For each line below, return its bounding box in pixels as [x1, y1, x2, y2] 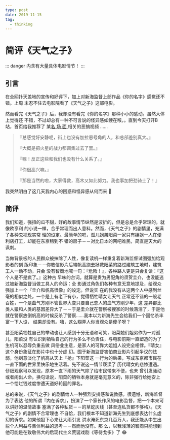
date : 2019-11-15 [5, 12, 42, 17]
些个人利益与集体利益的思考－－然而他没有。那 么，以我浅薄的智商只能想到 [5, 423, 162, 429]
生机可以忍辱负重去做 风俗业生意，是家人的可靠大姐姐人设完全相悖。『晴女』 [5, 342, 164, 348]
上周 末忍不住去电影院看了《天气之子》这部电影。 [14, 100, 117, 106]
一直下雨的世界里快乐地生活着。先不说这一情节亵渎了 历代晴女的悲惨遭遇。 [5, 361, 162, 367]
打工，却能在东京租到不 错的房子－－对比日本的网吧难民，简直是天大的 [14, 238, 162, 244]
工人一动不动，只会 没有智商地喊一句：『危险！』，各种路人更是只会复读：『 [5, 268, 159, 274]
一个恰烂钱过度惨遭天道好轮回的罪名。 [5, 380, 85, 386]
